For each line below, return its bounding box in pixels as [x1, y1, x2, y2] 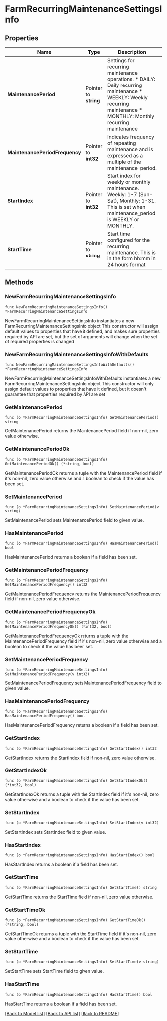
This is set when [107, 204, 146, 210]
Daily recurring [107, 82, 142, 88]
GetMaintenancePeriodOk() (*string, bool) [5, 461, 94, 466]
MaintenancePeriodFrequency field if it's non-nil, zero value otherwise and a [5, 638, 162, 644]
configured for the [107, 237, 150, 243]
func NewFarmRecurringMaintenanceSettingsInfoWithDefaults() [5, 362, 135, 367]
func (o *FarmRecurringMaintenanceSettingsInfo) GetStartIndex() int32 [5, 746, 157, 751]
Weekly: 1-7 [107, 191, 138, 198]
